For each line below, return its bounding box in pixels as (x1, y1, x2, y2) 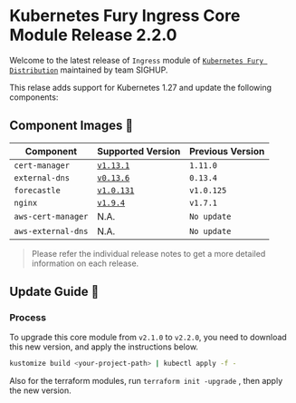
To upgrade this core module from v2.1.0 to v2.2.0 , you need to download (9, 332, 287, 343)
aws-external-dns (14, 226, 89, 236)
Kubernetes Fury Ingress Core (9, 5, 241, 26)
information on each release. (31, 258, 139, 269)
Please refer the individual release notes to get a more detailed (31, 248, 266, 259)
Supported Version (96, 144, 181, 157)
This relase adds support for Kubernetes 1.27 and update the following (9, 82, 272, 93)
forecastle (14, 185, 61, 195)
